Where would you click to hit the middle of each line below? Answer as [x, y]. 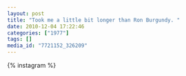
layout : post [26, 13]
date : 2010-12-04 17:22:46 [46, 26]
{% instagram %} [32, 65]
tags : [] [20, 39]
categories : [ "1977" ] [38, 33]
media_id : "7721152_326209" [48, 46]
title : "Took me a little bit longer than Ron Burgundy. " [94, 20]
